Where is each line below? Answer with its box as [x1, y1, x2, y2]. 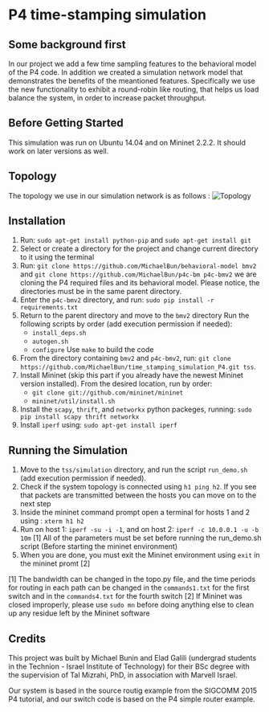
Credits [8, 632, 47, 645]
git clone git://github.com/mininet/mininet [31, 389, 184, 397]
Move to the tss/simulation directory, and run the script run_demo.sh [19, 464, 248, 475]
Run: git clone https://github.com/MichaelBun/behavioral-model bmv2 [19, 261, 257, 271]
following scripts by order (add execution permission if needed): [19, 319, 233, 329]
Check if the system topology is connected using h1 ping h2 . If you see [19, 482, 257, 492]
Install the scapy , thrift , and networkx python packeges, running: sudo [19, 404, 252, 415]
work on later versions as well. [8, 146, 109, 156]
